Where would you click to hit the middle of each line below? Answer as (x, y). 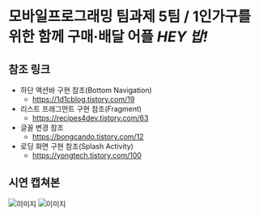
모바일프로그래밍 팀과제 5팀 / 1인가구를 (130, 17)
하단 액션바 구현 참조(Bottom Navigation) (86, 90)
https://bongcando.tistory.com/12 (88, 137)
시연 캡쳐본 (34, 183)
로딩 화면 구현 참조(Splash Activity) (76, 146)
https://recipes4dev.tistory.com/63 (90, 118)
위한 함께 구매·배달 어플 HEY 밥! (108, 37)
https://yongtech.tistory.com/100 (87, 155)
